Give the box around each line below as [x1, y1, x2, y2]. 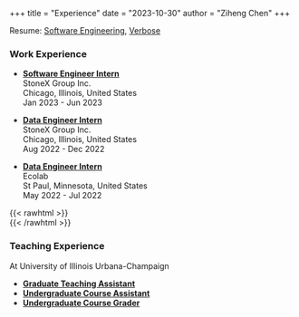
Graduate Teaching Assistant [22, 278, 136, 289]
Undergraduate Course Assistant [22, 287, 150, 298]
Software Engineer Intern [22, 68, 120, 80]
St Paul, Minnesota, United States [22, 180, 148, 191]
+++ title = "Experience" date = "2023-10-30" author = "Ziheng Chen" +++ [9, 8, 291, 18]
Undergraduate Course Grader [22, 297, 140, 308]
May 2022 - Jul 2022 [22, 190, 102, 201]
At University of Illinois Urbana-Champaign [9, 260, 169, 271]
